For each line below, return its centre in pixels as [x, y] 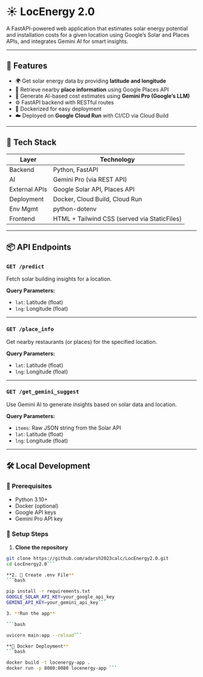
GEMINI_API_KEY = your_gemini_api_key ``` [56, 603]
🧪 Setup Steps [27, 534]
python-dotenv [75, 209]
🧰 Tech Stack [31, 143]
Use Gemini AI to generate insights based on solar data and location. [92, 404]
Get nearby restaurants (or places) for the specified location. [82, 342]
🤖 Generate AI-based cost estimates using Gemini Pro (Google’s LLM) [102, 96]
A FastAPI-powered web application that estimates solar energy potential [97, 28]
